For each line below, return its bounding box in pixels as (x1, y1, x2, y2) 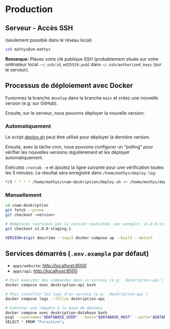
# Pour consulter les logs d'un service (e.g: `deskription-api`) (5, 292, 148, 297)
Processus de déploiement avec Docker (5, 81, 133, 90)
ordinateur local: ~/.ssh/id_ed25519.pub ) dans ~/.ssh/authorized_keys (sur (5, 61, 162, 67)
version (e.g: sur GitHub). (5, 100, 58, 106)
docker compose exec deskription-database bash (5, 310, 108, 315)
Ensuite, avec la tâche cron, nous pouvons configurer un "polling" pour (5, 144, 153, 150)
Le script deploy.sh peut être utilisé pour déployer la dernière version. (5, 134, 151, 140)
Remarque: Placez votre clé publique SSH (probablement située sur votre (5, 56, 159, 62)
